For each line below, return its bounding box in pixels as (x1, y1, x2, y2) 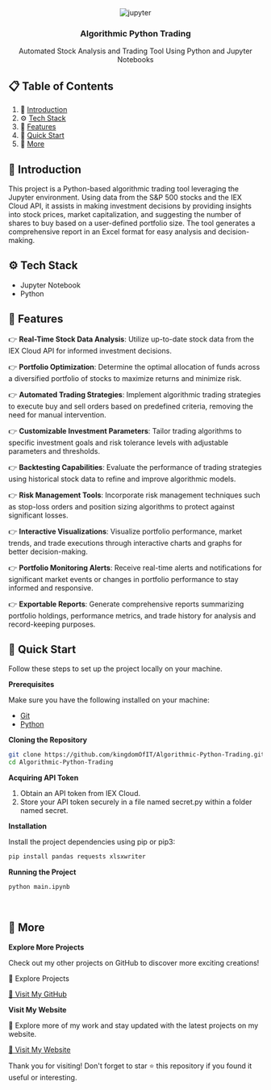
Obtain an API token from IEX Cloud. (19, 789, 141, 799)
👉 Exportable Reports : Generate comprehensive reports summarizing (8, 599, 244, 609)
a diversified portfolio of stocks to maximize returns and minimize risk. (8, 373, 242, 383)
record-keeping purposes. (8, 619, 96, 629)
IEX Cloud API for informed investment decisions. (8, 346, 172, 355)
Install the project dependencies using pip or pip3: (8, 837, 176, 847)
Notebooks (117, 55, 154, 65)
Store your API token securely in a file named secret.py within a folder (19, 797, 252, 807)
